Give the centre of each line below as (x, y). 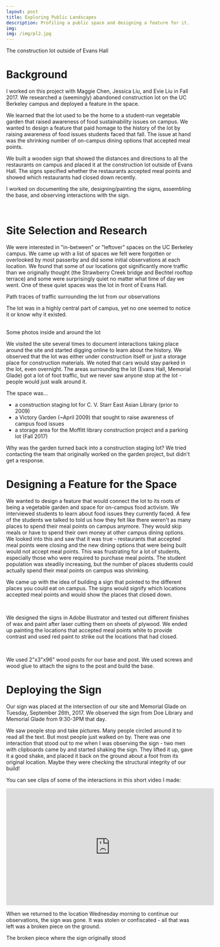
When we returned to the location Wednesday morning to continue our (93, 914)
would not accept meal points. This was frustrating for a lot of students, (93, 551)
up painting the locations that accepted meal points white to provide (89, 630)
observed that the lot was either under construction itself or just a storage (96, 356)
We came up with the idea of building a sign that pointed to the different (94, 582)
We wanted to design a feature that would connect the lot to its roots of (93, 501)
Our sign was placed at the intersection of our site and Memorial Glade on (96, 706)
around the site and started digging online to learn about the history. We (94, 350)
